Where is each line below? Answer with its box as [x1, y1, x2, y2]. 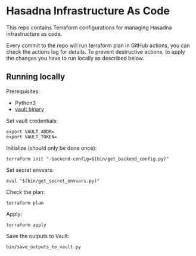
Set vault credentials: [6, 117, 58, 124]
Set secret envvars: [6, 166, 54, 174]
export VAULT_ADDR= [6, 128, 55, 135]
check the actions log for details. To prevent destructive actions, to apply [6, 48, 186, 55]
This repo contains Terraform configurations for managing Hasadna [6, 24, 172, 31]
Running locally [6, 72, 66, 82]
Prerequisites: [6, 88, 41, 95]
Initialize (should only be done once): [6, 144, 97, 152]
